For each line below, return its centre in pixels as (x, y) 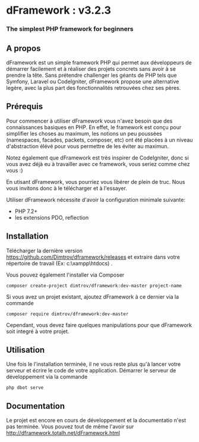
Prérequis (25, 107)
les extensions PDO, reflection (52, 217)
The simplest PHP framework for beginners (70, 29)
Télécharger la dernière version (45, 250)
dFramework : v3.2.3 (59, 10)
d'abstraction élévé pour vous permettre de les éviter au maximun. (88, 146)
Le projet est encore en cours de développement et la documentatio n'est (96, 421)
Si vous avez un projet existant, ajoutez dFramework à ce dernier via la (93, 297)
